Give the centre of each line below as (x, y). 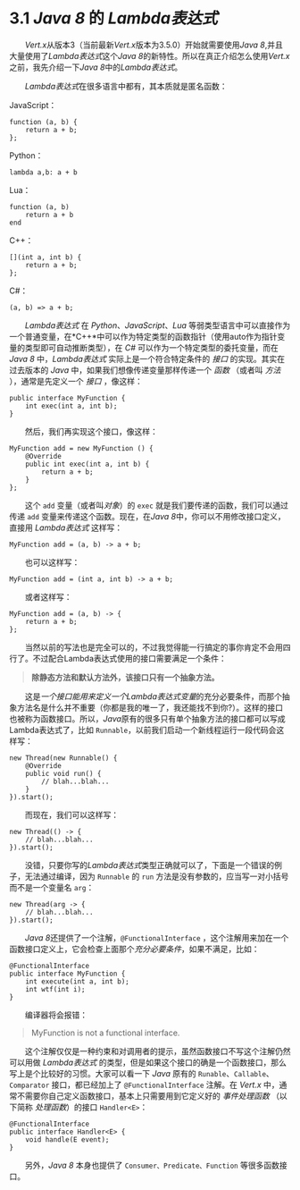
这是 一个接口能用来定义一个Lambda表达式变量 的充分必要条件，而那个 (154, 696)
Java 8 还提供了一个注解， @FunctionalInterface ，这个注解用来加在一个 (157, 937)
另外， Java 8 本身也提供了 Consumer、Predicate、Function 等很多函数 (152, 1165)
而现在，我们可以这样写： (72, 814)
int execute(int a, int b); (77, 981)
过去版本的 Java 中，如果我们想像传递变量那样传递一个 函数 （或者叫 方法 (145, 370)
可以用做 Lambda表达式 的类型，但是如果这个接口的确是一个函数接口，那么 (148, 1062)
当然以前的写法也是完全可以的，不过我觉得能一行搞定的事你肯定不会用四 (158, 647)
